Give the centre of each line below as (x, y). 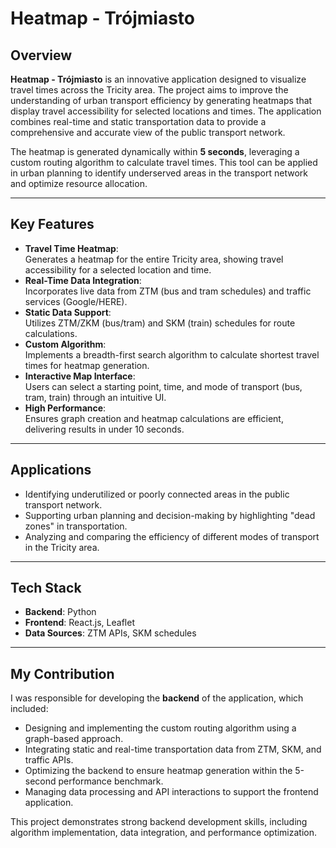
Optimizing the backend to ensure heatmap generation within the (158, 771)
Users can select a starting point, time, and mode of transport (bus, (163, 386)
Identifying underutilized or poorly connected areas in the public (157, 494)
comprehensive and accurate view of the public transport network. (148, 132)
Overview (41, 55)
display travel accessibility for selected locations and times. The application (166, 111)
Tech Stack (46, 588)
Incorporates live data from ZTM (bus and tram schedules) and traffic (168, 291)
